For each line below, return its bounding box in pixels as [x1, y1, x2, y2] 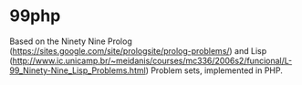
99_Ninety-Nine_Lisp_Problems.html [9, 65, 146, 76]
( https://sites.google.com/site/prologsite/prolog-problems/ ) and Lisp [9, 45, 267, 56]
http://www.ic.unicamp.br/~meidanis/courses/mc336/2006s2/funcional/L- [12, 55, 293, 66]
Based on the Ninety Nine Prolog [9, 36, 132, 47]
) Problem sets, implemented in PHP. [145, 65, 283, 76]
